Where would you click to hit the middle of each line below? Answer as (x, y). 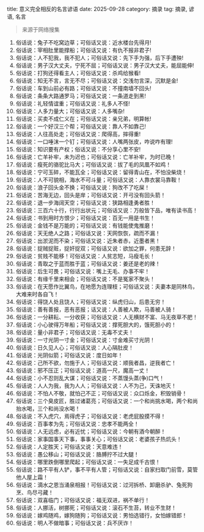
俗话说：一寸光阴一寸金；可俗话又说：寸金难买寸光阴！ (85, 340)
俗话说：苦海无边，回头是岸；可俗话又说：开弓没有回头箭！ (91, 195)
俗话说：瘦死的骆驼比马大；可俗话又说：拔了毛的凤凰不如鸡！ (93, 164)
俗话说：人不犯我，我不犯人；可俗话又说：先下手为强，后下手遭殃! (100, 58)
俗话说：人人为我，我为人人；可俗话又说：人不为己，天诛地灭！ (96, 386)
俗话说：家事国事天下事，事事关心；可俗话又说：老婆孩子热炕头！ (99, 439)
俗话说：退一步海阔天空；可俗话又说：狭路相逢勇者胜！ (85, 203)
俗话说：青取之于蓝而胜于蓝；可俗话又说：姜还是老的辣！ (88, 264)
